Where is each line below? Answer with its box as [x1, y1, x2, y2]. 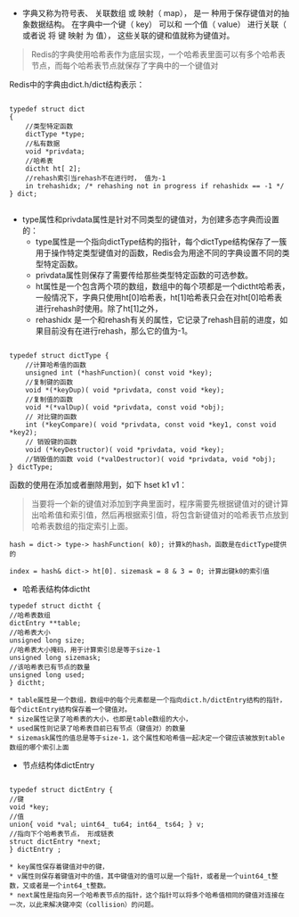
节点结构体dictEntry [21, 760, 95, 770]
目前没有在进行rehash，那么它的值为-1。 [43, 326, 193, 336]
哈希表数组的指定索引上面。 [30, 521, 133, 531]
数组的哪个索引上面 [9, 743, 69, 752]
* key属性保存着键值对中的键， [9, 863, 109, 872]
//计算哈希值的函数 [25, 360, 87, 369]
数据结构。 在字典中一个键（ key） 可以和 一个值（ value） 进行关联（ [29, 19, 287, 29]
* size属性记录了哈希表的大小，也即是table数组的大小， [9, 715, 193, 723]
